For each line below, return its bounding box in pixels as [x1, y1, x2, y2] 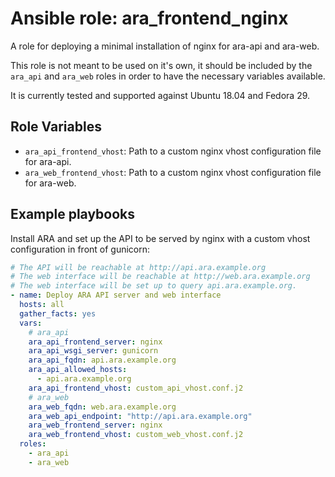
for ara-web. [24, 177, 77, 189]
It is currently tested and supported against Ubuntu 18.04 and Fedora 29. [10, 89, 311, 101]
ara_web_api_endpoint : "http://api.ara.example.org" [28, 411, 253, 421]
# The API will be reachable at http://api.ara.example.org [10, 262, 267, 272]
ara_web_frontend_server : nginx [28, 420, 163, 431]
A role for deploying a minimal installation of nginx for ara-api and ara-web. [10, 40, 320, 52]
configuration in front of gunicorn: [10, 243, 151, 255]
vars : [19, 318, 43, 328]
